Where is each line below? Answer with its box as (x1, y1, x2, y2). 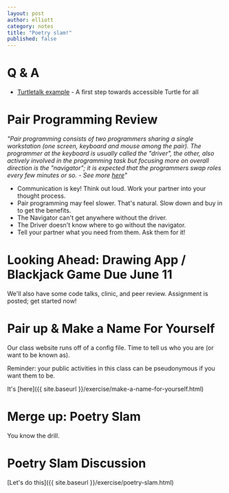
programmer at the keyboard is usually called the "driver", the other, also (7, 149, 215, 157)
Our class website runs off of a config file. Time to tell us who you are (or (7, 343, 215, 352)
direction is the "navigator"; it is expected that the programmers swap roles (7, 164, 221, 172)
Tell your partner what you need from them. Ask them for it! (17, 228, 186, 236)
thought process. (17, 192, 66, 200)
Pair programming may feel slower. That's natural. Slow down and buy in (17, 199, 223, 207)
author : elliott (7, 16, 54, 23)
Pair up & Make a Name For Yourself (7, 321, 215, 336)
